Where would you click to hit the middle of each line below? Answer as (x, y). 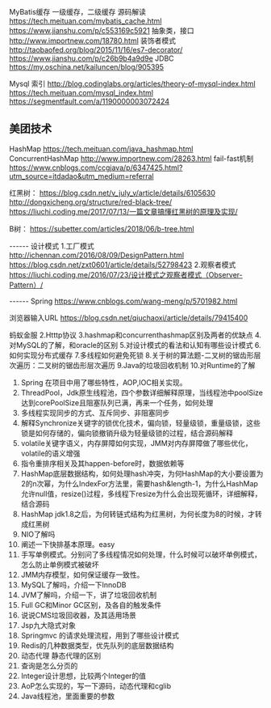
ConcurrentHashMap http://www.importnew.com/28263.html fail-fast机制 (131, 158)
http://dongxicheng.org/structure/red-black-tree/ (91, 201)
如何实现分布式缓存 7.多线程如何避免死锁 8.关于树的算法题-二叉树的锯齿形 (131, 355)
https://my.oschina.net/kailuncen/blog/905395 (87, 67)
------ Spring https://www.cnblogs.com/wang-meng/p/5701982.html (123, 301)
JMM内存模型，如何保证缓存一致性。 (82, 574)
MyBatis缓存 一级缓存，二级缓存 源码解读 (77, 12)
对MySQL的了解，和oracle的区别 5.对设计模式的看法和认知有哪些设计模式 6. (135, 345)
